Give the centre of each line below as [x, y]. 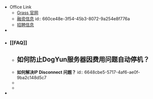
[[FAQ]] [18, 42]
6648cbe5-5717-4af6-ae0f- [112, 72]
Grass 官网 [28, 13]
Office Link [21, 7]
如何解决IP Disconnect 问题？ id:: [50, 72]
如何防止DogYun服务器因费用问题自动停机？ [83, 60]
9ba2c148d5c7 [32, 77]
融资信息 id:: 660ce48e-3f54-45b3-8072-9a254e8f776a [73, 19]
